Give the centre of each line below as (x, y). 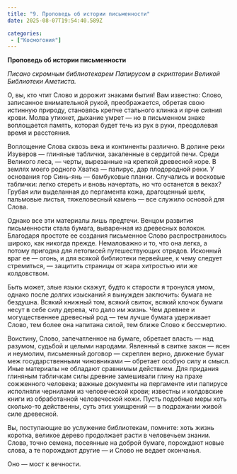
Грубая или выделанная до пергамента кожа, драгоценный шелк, (107, 192)
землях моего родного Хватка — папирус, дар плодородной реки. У (111, 169)
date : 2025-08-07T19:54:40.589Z (55, 21)
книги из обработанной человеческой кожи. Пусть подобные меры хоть (117, 399)
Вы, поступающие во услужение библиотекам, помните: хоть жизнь (111, 428)
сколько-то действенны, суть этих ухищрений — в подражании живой (115, 407)
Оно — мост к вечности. (44, 464)
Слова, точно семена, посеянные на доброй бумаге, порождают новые (116, 443)
